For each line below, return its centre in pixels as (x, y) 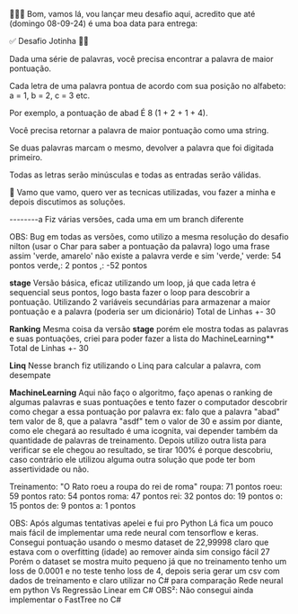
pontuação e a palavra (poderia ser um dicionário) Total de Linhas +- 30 (143, 312)
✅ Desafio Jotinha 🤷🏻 (49, 41)
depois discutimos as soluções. (67, 202)
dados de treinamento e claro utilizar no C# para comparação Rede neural (146, 580)
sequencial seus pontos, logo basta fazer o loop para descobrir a (130, 292)
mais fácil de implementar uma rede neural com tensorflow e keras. (134, 533)
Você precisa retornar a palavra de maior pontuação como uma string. (139, 130)
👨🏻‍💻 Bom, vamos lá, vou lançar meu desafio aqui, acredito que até (132, 14)
